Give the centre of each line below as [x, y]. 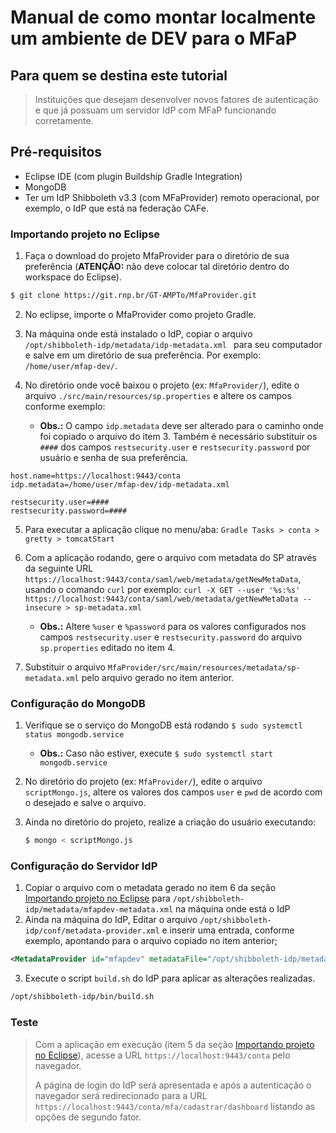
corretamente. [64, 120]
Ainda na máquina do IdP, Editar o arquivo [111, 920]
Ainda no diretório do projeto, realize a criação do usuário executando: [170, 822]
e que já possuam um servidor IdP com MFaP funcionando [155, 110]
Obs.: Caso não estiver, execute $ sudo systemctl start [156, 753]
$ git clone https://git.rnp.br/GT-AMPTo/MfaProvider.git [133, 296]
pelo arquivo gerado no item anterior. [158, 677]
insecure [43, 607]
